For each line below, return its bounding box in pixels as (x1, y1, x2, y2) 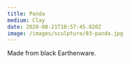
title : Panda (7, 10, 45, 17)
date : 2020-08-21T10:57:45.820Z (7, 23, 101, 30)
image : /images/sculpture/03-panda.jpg (7, 29, 124, 37)
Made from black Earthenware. (7, 49, 96, 57)
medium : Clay (7, 17, 45, 24)
